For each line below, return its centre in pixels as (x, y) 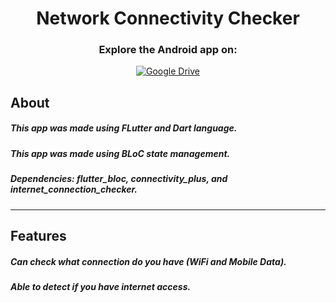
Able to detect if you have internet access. (101, 286)
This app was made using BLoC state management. (120, 153)
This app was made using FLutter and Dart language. (124, 128)
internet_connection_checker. (74, 189)
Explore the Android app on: (168, 50)
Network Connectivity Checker (168, 18)
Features (38, 235)
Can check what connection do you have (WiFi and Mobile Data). (148, 261)
